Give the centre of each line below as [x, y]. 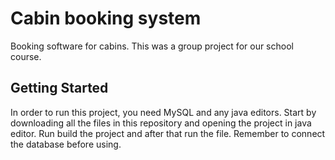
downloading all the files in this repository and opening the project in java [161, 123]
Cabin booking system [106, 18]
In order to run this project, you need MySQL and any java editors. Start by [163, 112]
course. [26, 56]
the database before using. [66, 144]
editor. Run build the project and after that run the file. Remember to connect [168, 133]
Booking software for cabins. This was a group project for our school [152, 46]
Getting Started [59, 88]
